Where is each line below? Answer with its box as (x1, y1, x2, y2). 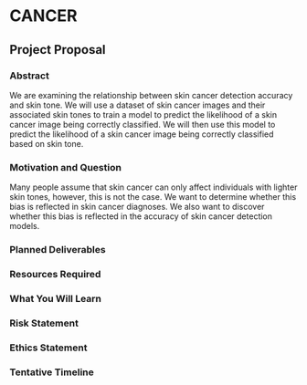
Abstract (9, 69, 50, 82)
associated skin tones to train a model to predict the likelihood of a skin (9, 109, 277, 120)
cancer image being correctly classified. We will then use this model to (9, 119, 276, 130)
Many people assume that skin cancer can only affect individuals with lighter (9, 182, 298, 192)
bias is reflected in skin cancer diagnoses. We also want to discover (9, 202, 265, 213)
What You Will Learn (9, 292, 102, 305)
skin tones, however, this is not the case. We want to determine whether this (9, 192, 297, 203)
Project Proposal (9, 42, 107, 57)
